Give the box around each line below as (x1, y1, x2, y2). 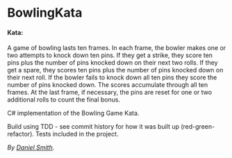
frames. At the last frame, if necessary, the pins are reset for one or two (7, 88, 213, 97)
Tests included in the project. (35, 130, 119, 139)
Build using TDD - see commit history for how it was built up (7, 123, 179, 131)
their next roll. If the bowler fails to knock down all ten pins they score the (7, 73, 217, 81)
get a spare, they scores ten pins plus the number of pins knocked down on (7, 66, 224, 74)
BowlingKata (7, 5, 83, 21)
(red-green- (180, 123, 215, 131)
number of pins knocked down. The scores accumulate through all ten (7, 81, 208, 89)
